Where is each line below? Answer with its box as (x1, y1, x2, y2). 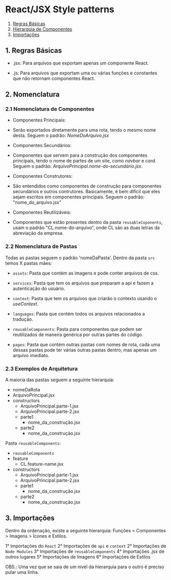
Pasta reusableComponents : (5, 440, 61, 446)
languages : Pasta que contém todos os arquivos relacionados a (12, 310, 145, 317)
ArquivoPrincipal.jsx (12, 392, 55, 398)
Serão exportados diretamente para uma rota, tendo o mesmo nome (12, 127, 156, 133)
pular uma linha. (5, 569, 39, 575)
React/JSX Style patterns (5, 4, 115, 15)
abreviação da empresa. (12, 230, 64, 236)
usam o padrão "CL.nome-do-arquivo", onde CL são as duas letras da (12, 224, 160, 231)
